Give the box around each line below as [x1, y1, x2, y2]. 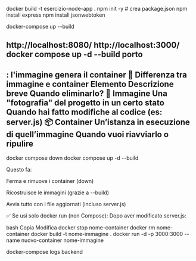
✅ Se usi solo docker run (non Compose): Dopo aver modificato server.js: [6, 212, 186, 219]
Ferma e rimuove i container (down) [6, 178, 94, 185]
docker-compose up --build [6, 23, 74, 30]
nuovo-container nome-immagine [21, 237, 104, 244]
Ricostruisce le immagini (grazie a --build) [6, 189, 109, 196]
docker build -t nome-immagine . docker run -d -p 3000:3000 [30, 231, 183, 238]
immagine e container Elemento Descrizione [6, 79, 174, 89]
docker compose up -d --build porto [6, 49, 143, 60]
